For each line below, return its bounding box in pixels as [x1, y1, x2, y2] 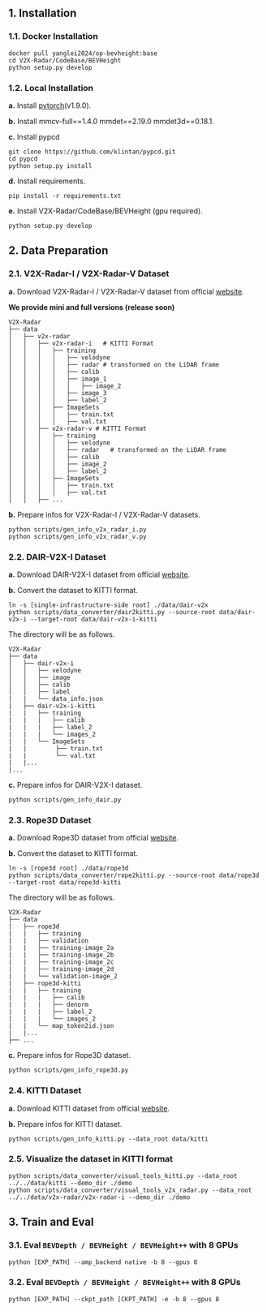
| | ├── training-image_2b [8, 951, 114, 960]
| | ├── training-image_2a [8, 944, 114, 952]
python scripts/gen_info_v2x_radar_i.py [8, 525, 148, 534]
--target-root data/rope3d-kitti [8, 879, 122, 887]
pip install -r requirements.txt [8, 191, 122, 200]
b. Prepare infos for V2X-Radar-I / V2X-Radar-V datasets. [8, 509, 200, 519]
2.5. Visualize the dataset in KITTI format [8, 1154, 173, 1165]
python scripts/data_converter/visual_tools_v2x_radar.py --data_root [8, 1186, 252, 1194]
